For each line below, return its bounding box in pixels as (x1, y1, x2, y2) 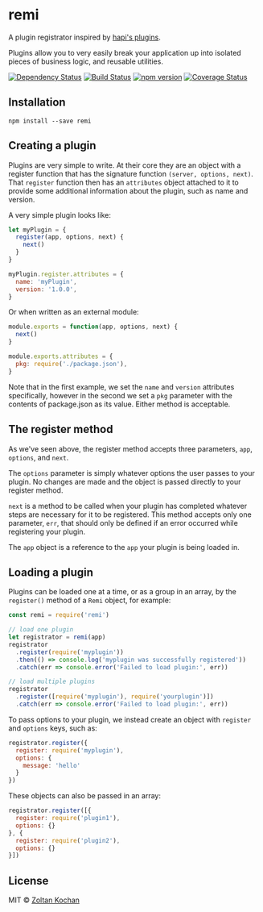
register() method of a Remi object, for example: (8, 595, 171, 606)
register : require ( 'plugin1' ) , (15, 814, 121, 822)
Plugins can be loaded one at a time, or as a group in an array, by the (8, 587, 237, 597)
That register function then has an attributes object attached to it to (8, 177, 239, 187)
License (8, 873, 49, 888)
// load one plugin (8, 626, 74, 634)
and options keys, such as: (8, 723, 98, 733)
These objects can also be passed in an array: (8, 791, 161, 801)
